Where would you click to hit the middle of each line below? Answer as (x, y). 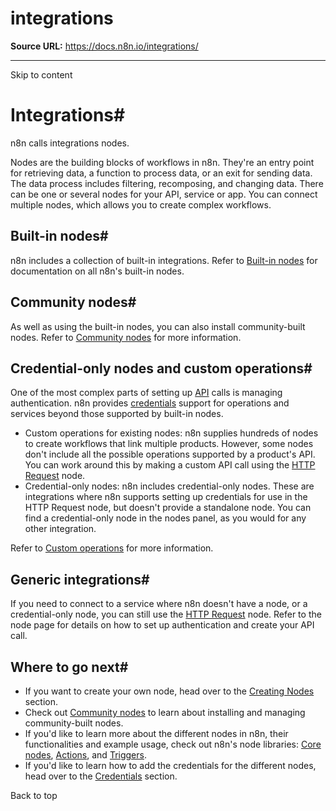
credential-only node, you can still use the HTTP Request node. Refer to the (166, 614)
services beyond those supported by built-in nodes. (117, 414)
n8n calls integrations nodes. (70, 143)
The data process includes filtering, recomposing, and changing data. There (167, 183)
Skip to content (41, 74)
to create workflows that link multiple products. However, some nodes (169, 444)
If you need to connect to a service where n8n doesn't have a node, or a (159, 604)
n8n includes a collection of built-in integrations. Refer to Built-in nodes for (164, 260)
